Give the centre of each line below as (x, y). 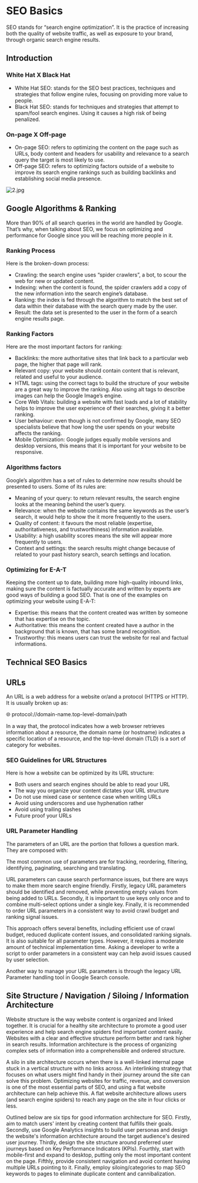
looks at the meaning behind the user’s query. (70, 504)
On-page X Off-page (36, 134)
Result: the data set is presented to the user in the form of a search (96, 312)
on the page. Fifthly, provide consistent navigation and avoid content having (98, 1161)
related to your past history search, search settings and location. (93, 554)
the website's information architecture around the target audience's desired (98, 1136)
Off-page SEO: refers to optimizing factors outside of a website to (94, 166)
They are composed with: (37, 850)
